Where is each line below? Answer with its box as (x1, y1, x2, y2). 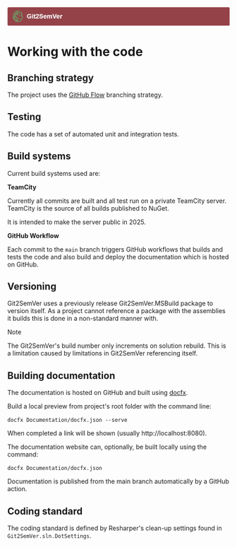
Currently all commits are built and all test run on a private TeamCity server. (7, 196, 227, 205)
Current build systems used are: (7, 169, 101, 177)
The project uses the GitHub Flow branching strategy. (7, 90, 164, 99)
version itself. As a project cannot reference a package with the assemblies (7, 307, 226, 315)
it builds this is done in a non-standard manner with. (7, 314, 159, 323)
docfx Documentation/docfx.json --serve (7, 417, 128, 424)
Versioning (7, 281, 56, 293)
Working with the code (7, 44, 143, 60)
